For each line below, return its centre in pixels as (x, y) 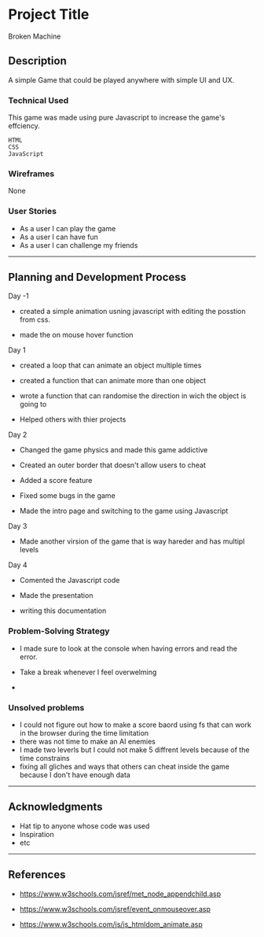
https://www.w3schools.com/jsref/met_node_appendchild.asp (120, 894)
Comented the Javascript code (70, 581)
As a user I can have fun (59, 237)
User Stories (33, 212)
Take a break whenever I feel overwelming (88, 672)
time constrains (44, 758)
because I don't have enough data (75, 775)
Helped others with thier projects (73, 419)
